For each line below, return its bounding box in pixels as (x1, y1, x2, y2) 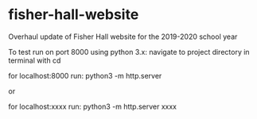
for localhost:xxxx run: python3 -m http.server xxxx (8, 102, 177, 111)
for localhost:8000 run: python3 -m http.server (8, 71, 162, 80)
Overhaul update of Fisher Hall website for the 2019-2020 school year (8, 32, 238, 41)
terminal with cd (8, 56, 61, 65)
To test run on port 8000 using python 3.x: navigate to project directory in (8, 47, 250, 56)
